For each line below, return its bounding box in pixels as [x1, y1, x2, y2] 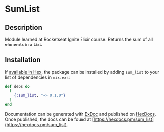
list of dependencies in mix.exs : [5, 74, 70, 80]
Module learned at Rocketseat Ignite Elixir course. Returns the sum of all [5, 36, 153, 42]
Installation [5, 56, 41, 64]
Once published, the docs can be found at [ [5, 116, 94, 122]
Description [5, 23, 42, 32]
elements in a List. [5, 42, 42, 47]
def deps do [5, 84, 30, 88]
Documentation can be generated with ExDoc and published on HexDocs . [5, 111, 156, 117]
